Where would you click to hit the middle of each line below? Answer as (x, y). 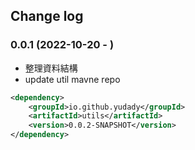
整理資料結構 (51, 68)
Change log (47, 16)
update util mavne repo (72, 79)
